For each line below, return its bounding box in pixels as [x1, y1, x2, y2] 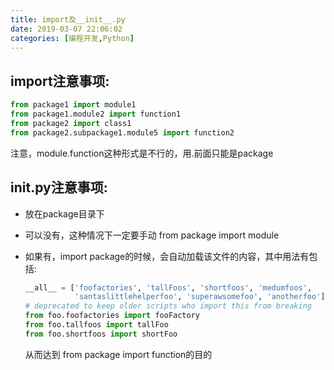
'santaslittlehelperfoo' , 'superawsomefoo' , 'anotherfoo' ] [74, 292, 326, 302]
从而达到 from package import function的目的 [24, 348, 213, 360]
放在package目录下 [24, 207, 105, 220]
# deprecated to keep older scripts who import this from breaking [24, 301, 312, 311]
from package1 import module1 [10, 100, 137, 110]
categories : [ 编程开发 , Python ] [10, 33, 135, 43]
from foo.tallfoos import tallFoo [24, 320, 169, 330]
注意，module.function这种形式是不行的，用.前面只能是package [10, 147, 274, 159]
